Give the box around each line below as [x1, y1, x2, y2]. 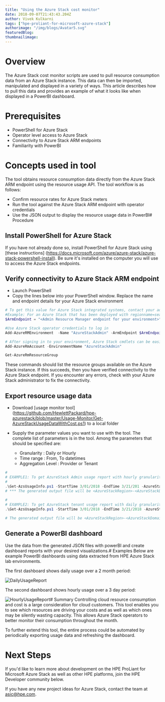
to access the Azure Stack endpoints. [5, 260, 81, 266]
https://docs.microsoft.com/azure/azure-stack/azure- [47, 250, 156, 256]
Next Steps [5, 649, 52, 661]
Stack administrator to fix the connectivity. [5, 377, 91, 383]
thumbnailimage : [5, 35, 38, 40]
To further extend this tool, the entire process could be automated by [5, 627, 145, 633]
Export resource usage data [5, 392, 92, 400]
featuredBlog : [5, 30, 34, 35]
